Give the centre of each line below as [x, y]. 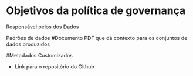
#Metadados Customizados [40, 55]
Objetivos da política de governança [96, 11]
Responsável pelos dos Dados [43, 27]
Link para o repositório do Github [55, 66]
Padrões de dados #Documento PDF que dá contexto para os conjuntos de [97, 38]
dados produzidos [28, 44]
